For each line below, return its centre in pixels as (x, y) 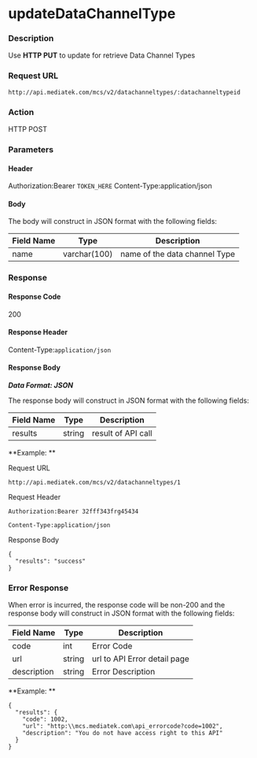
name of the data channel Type (178, 255)
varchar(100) (88, 255)
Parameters (31, 149)
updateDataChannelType (92, 14)
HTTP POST (28, 129)
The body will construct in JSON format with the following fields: (113, 221)
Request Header (35, 496)
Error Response (39, 588)
